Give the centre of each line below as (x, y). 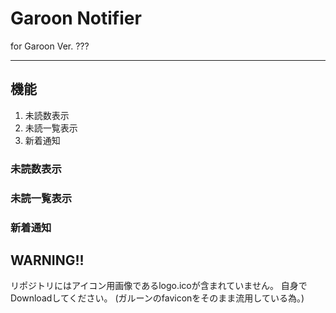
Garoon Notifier (76, 18)
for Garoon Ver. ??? (50, 46)
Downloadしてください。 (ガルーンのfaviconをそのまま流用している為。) (157, 298)
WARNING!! (47, 260)
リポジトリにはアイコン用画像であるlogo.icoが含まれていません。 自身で (159, 286)
